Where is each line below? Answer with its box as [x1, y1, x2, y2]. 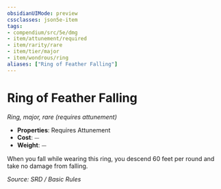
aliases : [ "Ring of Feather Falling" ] [7, 61, 118, 68]
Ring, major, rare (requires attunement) [7, 113, 118, 121]
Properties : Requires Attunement [16, 126, 111, 134]
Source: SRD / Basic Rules [7, 175, 81, 183]
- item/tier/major [7, 48, 60, 55]
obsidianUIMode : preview [7, 10, 78, 17]
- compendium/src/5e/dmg [7, 29, 78, 36]
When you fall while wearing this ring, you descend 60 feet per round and [7, 154, 215, 162]
